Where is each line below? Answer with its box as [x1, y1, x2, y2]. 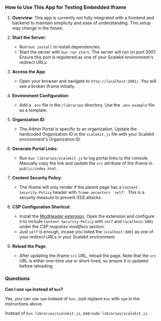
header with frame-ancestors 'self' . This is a [53, 190, 145, 195]
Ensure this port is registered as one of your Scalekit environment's [19, 54, 154, 60]
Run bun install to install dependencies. [19, 44, 101, 50]
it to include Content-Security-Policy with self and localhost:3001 [19, 219, 153, 225]
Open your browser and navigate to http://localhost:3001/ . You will [19, 78, 157, 84]
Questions [5, 275, 30, 282]
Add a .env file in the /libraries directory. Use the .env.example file [19, 102, 155, 108]
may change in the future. [12, 25, 64, 31]
